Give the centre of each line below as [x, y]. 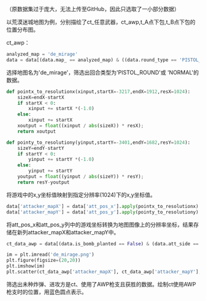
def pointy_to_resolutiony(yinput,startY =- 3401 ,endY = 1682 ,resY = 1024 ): [98, 143]
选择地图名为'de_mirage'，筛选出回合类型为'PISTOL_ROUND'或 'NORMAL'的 [103, 72]
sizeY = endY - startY [41, 148]
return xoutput [37, 131]
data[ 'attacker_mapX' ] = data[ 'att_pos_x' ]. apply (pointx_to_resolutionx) [103, 206]
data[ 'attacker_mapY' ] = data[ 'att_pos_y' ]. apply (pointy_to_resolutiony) [103, 212]
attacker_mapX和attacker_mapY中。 [73, 232]
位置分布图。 [22, 30]
